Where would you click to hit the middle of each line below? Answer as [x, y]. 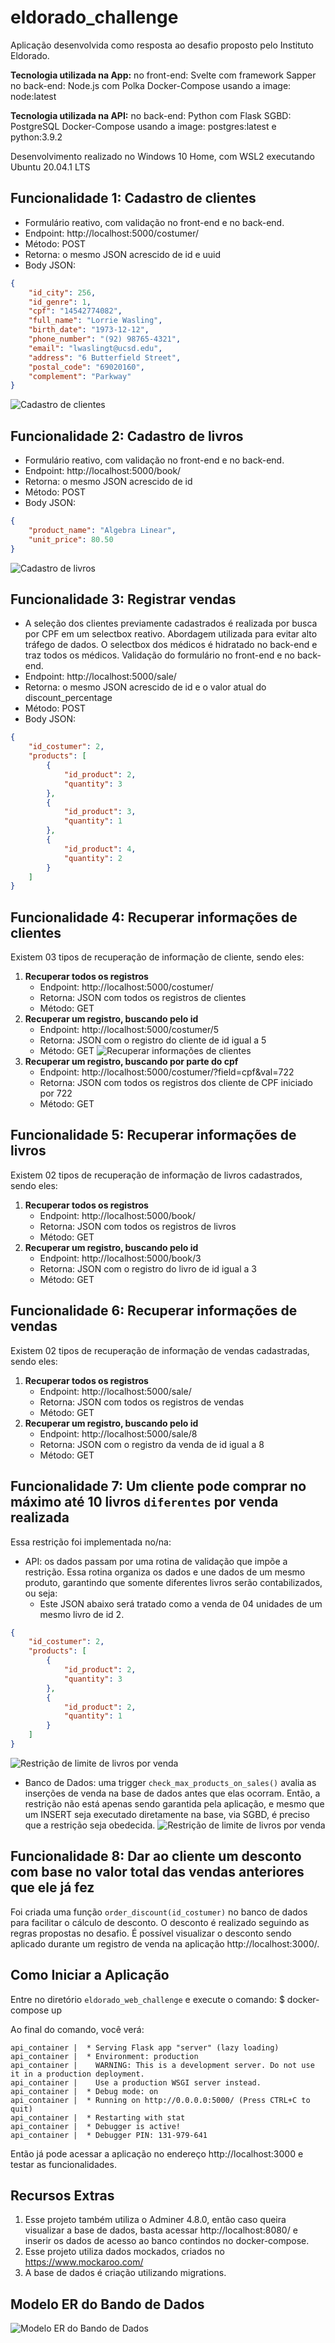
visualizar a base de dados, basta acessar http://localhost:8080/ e [161, 2230]
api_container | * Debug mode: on [84, 2091]
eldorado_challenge [94, 17]
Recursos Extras [62, 2195]
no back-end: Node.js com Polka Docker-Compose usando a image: [151, 85]
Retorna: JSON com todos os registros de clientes [143, 998]
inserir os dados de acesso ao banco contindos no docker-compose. [167, 2241]
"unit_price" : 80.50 [71, 539]
